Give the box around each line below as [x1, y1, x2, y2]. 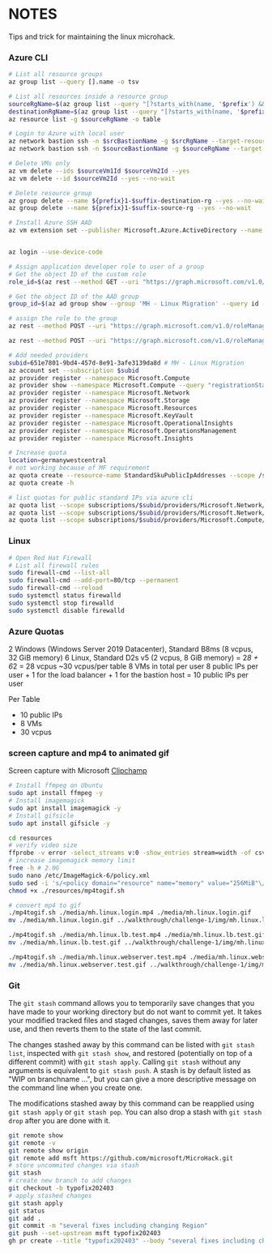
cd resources [8, 834, 53, 842]
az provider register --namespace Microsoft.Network [8, 389, 190, 397]
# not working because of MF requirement [8, 464, 151, 473]
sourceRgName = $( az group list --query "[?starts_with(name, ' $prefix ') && [8, 100, 266, 108]
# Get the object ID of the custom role [8, 270, 147, 278]
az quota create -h [8, 479, 74, 487]
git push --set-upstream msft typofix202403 [8, 1229, 161, 1238]
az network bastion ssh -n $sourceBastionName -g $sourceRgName [8, 145, 230, 153]
